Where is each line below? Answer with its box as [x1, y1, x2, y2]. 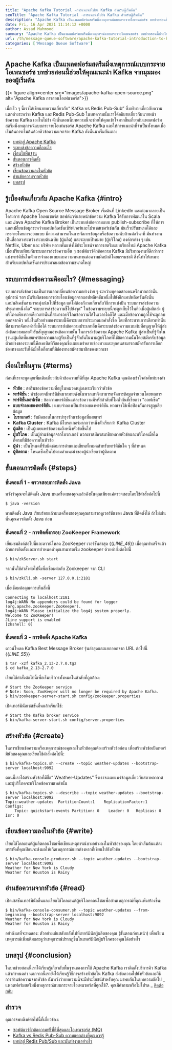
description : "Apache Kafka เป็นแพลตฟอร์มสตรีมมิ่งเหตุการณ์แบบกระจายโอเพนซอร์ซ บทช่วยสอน [5, 17, 166, 22]
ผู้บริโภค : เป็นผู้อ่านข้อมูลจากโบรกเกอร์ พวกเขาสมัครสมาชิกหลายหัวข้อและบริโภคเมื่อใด [12, 431, 158, 437]
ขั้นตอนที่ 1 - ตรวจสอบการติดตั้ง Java [5, 479, 81, 486]
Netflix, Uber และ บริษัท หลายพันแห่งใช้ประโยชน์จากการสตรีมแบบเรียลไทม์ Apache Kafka [5, 242, 167, 249]
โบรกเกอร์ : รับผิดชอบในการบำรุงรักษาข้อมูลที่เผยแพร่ [12, 414, 102, 420]
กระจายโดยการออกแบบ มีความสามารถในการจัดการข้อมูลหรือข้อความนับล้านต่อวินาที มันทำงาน [5, 231, 162, 237]
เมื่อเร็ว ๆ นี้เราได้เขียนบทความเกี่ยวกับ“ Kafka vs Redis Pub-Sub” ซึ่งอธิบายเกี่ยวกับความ [5, 105, 163, 111]
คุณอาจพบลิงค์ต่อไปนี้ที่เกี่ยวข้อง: [5, 1016, 59, 1023]
